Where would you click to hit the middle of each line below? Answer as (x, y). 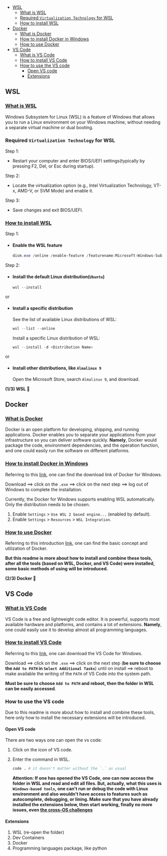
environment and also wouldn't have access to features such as (80, 794)
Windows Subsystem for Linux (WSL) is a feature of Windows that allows (80, 117)
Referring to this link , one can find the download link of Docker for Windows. (83, 474)
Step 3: (12, 200)
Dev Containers (28, 838)
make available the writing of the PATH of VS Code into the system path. (78, 674)
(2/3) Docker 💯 (21, 578)
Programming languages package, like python (60, 848)
